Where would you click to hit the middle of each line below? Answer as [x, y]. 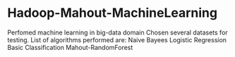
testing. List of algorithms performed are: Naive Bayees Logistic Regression [117, 39]
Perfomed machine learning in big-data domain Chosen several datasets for [117, 32]
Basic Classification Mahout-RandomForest [70, 47]
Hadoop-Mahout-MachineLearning [112, 13]
